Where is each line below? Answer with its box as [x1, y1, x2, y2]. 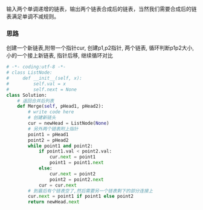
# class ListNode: [6, 70, 53, 76]
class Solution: [6, 92, 47, 98]
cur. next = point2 [49, 171, 96, 177]
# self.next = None [6, 87, 77, 93]
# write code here [28, 109, 74, 115]
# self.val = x [6, 80, 66, 87]
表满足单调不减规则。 [6, 13, 59, 20]
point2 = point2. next [49, 176, 104, 183]
